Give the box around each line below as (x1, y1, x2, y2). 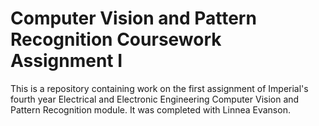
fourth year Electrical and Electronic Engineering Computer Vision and (10, 93, 300, 105)
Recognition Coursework (10, 28, 222, 51)
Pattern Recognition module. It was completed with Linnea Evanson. (10, 103, 291, 116)
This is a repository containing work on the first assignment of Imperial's (10, 82, 309, 94)
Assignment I (10, 50, 123, 72)
